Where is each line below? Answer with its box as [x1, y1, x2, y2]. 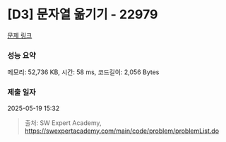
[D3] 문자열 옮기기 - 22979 [7, 6, 158, 23]
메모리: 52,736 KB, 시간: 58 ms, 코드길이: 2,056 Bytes [7, 68, 160, 76]
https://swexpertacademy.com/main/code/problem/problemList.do [24, 126, 220, 135]
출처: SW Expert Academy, [24, 118, 102, 127]
